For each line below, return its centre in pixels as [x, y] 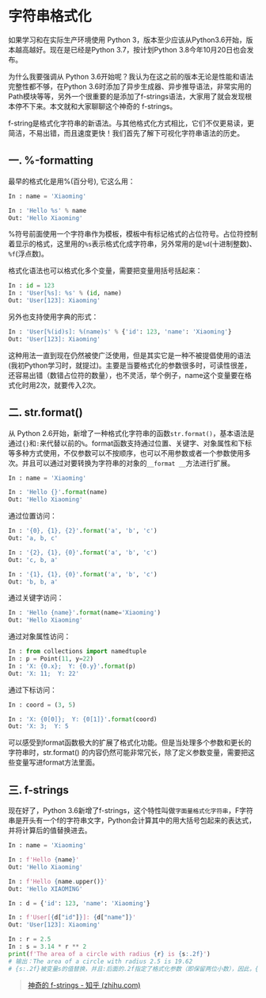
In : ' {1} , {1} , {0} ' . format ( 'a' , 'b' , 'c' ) [83, 574]
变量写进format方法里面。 [57, 762]
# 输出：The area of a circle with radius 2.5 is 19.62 [101, 961]
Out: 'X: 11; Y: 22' [44, 673]
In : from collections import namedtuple [78, 652]
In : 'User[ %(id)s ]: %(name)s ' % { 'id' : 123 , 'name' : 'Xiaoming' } [120, 332]
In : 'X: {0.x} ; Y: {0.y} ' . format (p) [72, 666]
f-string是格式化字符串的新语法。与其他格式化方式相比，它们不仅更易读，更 [131, 123]
